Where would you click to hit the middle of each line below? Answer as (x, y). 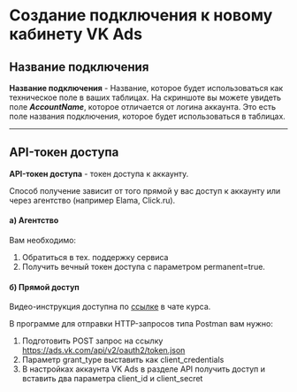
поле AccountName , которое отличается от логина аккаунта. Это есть (143, 107)
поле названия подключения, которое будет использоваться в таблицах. (147, 116)
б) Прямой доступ (44, 287)
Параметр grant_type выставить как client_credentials (123, 360)
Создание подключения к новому (141, 15)
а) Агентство (34, 220)
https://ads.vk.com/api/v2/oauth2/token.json (103, 350)
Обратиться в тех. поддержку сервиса (95, 257)
